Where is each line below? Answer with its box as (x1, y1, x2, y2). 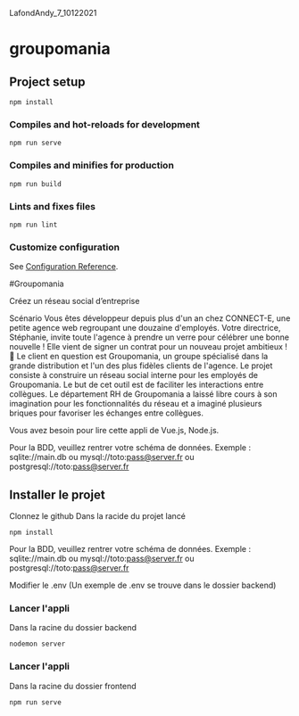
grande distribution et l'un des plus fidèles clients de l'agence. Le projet (9, 360, 273, 371)
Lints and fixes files (9, 200, 96, 212)
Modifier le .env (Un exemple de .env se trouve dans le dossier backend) (9, 580, 277, 590)
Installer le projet (9, 487, 105, 502)
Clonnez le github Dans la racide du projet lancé (9, 511, 186, 521)
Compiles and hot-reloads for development (9, 118, 201, 130)
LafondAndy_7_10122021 (9, 8, 97, 18)
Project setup (9, 74, 87, 89)
